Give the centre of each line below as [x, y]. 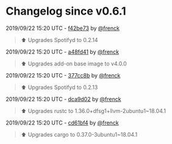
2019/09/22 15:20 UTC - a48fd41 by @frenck [63, 52]
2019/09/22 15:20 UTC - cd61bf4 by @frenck [63, 123]
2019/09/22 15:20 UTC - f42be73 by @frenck [63, 28]
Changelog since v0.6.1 [66, 11]
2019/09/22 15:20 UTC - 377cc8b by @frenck [63, 75]
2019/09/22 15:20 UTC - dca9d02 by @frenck [63, 99]
